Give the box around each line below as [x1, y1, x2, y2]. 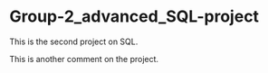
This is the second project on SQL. [9, 36, 139, 47]
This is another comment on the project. [9, 53, 159, 64]
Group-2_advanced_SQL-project [9, 6, 260, 27]
